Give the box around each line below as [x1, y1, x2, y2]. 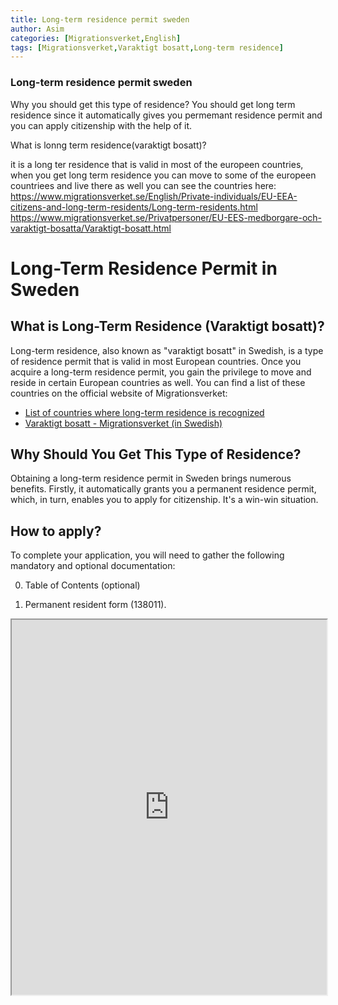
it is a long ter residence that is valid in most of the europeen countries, [10, 158, 304, 170]
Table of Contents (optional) [24, 579, 141, 591]
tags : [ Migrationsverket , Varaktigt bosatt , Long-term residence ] [10, 42, 284, 53]
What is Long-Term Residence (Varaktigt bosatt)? [10, 318, 325, 335]
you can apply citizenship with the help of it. [10, 119, 193, 131]
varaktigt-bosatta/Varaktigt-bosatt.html [10, 222, 172, 234]
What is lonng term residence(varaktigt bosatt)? [10, 139, 207, 151]
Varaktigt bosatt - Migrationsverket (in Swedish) [24, 417, 223, 429]
